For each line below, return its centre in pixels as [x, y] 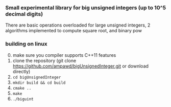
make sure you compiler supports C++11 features [64, 55]
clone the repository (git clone [44, 60]
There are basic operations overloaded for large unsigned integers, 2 [78, 25]
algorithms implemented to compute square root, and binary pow [74, 31]
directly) [21, 71]
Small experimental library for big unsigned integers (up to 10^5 [86, 8]
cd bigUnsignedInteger [37, 77]
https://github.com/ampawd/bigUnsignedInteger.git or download [81, 66]
